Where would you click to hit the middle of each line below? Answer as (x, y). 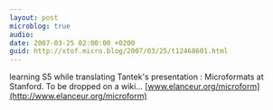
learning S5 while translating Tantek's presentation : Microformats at (136, 77)
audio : (22, 34)
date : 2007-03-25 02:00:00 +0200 (72, 43)
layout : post (34, 18)
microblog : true (40, 26)
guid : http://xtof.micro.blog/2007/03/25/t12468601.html (119, 51)
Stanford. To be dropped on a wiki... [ (79, 87)
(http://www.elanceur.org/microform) (78, 96)
